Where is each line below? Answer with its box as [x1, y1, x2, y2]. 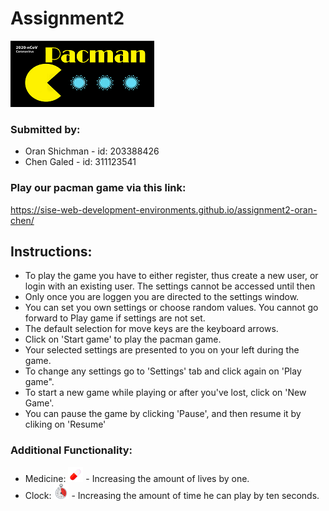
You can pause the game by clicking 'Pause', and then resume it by [24, 408, 302, 420]
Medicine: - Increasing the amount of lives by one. [24, 472, 250, 484]
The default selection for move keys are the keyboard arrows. [24, 323, 279, 335]
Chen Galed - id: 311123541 [24, 156, 137, 168]
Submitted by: [10, 122, 81, 136]
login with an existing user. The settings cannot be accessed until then [24, 280, 316, 292]
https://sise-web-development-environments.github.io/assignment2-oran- [10, 203, 318, 216]
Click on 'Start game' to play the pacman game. [24, 333, 222, 346]
